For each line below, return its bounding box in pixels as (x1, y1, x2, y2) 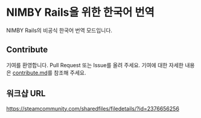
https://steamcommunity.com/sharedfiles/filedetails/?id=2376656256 (6, 105, 180, 112)
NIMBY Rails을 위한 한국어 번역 (6, 5, 155, 19)
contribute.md (12, 69, 48, 76)
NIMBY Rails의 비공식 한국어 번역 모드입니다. (6, 27, 113, 34)
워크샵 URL (6, 88, 46, 99)
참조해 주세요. (54, 69, 86, 76)
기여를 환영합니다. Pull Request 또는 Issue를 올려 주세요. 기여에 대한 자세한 (6, 61, 184, 68)
